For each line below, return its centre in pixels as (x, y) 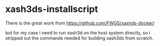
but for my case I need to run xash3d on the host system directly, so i (78, 32)
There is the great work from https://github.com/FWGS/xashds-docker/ (80, 23)
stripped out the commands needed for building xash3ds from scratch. (79, 38)
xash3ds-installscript (52, 9)
